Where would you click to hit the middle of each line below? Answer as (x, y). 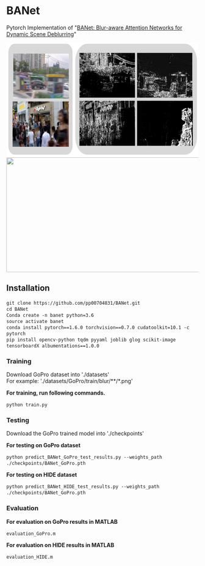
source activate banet (35, 321)
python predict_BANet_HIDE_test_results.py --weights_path (83, 487)
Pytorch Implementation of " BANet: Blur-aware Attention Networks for (94, 28)
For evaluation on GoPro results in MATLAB (62, 521)
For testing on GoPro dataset (44, 445)
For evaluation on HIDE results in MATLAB (60, 545)
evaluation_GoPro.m (31, 534)
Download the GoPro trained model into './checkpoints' (75, 434)
